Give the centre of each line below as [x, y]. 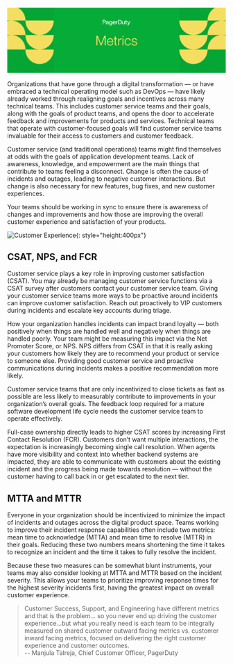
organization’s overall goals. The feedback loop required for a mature [106, 404]
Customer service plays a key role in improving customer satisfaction [106, 274]
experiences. [26, 193]
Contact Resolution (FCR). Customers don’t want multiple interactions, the [113, 439]
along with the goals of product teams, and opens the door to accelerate [111, 113]
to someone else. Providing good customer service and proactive [101, 361]
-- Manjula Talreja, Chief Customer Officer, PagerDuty [101, 653]
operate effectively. [35, 419]
